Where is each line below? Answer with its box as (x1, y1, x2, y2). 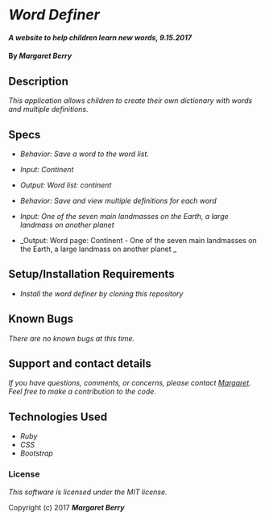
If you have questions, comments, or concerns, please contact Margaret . (8, 378, 251, 388)
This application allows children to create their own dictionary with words (8, 96, 253, 105)
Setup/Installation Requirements (8, 267, 175, 281)
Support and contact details (8, 357, 151, 371)
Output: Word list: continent (19, 180, 112, 190)
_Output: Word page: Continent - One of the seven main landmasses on (19, 236, 258, 245)
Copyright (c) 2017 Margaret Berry (8, 502, 125, 512)
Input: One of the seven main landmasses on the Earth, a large (19, 212, 230, 221)
